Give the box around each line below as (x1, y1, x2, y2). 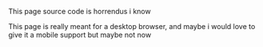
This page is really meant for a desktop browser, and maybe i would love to (8, 22, 256, 31)
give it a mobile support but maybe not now (8, 31, 152, 39)
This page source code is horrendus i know (8, 7, 151, 16)
